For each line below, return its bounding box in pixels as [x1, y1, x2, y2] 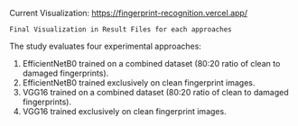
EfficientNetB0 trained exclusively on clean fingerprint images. [22, 77, 256, 88]
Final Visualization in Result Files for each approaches [9, 25, 232, 34]
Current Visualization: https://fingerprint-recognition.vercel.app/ [9, 8, 248, 18]
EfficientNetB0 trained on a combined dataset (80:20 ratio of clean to [22, 58, 281, 68]
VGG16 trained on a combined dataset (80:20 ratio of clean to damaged [22, 87, 289, 97]
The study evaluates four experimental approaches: [9, 40, 201, 51]
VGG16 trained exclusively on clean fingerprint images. [22, 106, 228, 116]
